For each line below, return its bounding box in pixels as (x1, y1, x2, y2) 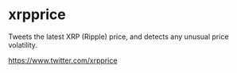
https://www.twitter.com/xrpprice (8, 56, 118, 65)
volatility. (8, 40, 38, 49)
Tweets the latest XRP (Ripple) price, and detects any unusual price (8, 32, 229, 41)
